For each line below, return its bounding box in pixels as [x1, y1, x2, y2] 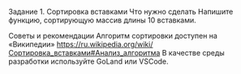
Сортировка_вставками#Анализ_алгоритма [8, 48, 161, 57]
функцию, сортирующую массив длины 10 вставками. [8, 15, 196, 25]
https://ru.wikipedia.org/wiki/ [56, 39, 153, 49]
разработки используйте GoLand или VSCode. [8, 56, 169, 66]
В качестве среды [161, 48, 225, 57]
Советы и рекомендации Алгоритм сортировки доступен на [8, 31, 217, 40]
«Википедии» [8, 39, 55, 49]
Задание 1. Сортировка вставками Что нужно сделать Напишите [8, 7, 234, 16]
